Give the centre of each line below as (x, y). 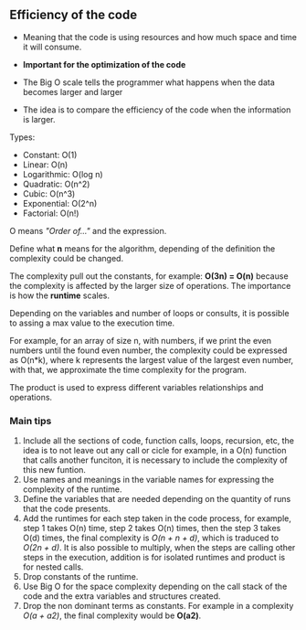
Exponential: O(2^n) (60, 203)
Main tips (31, 421)
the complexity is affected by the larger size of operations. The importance (150, 285)
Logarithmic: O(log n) (63, 174)
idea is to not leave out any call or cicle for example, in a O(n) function (154, 451)
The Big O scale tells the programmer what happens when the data (149, 82)
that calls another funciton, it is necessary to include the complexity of (155, 460)
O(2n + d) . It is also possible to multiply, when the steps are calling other (159, 548)
